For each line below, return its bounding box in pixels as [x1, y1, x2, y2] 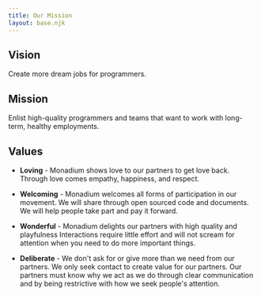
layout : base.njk [8, 19, 66, 27]
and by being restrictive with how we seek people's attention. [19, 279, 220, 288]
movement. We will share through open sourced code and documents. [19, 197, 249, 207]
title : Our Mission [8, 11, 73, 20]
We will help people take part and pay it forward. [19, 206, 178, 215]
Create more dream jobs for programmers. [8, 69, 146, 79]
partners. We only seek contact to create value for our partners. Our [19, 262, 242, 271]
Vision [8, 48, 41, 62]
